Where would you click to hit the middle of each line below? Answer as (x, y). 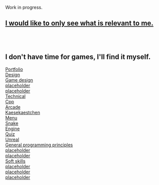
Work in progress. (24, 7)
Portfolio (14, 69)
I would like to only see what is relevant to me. (80, 23)
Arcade (13, 107)
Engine (13, 129)
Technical (15, 96)
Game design (19, 80)
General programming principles (39, 145)
